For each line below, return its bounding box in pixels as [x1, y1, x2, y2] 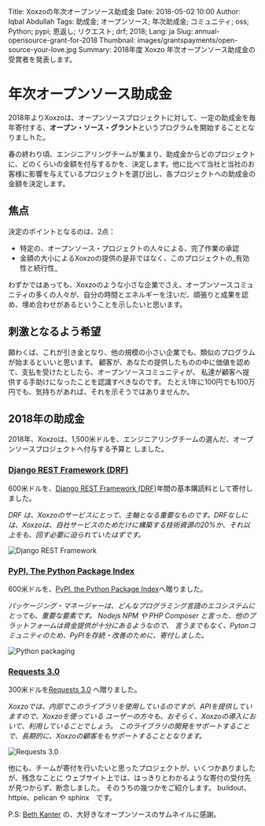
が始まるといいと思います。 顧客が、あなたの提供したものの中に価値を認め [8, 357, 251, 367]
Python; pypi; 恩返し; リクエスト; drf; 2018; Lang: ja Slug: [8, 27, 193, 36]
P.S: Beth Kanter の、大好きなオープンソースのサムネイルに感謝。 [8, 809, 221, 819]
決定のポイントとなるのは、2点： [8, 226, 116, 236]
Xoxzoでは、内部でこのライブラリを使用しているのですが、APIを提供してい [8, 701, 253, 712]
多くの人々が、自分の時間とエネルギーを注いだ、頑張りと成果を [35, 290, 242, 299]
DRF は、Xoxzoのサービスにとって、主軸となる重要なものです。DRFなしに [8, 510, 248, 519]
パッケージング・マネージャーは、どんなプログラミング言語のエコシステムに [8, 600, 256, 610]
